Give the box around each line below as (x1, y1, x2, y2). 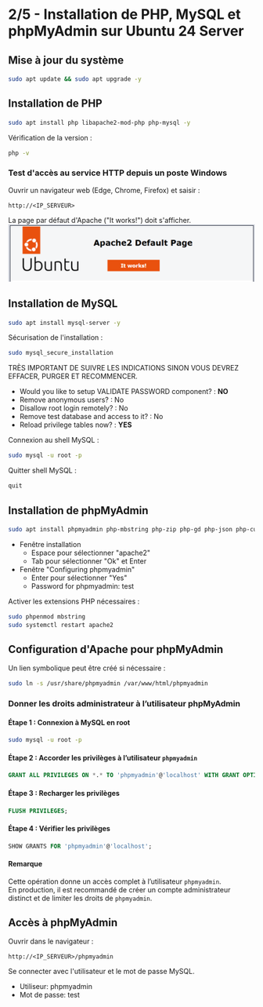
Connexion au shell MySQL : (8, 436, 99, 445)
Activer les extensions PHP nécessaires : (8, 597, 140, 606)
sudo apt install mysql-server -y (8, 319, 121, 327)
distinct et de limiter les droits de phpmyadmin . (8, 893, 153, 903)
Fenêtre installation (19, 539, 81, 549)
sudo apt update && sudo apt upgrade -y (8, 75, 142, 83)
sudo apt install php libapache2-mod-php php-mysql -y (8, 119, 191, 126)
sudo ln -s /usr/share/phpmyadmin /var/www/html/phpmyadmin (8, 680, 209, 688)
